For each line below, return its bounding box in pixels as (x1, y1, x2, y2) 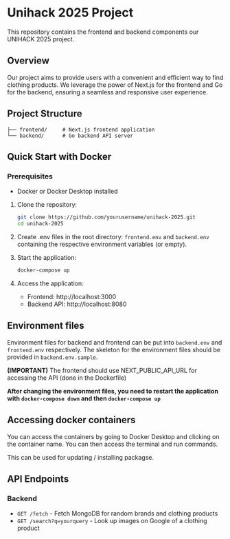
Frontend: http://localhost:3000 (27, 292, 117, 301)
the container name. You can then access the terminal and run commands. (7, 440, 218, 448)
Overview (7, 55, 50, 67)
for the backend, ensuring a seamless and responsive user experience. (7, 88, 208, 96)
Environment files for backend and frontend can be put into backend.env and (7, 338, 222, 346)
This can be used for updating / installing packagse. (7, 453, 154, 461)
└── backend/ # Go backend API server (7, 132, 134, 139)
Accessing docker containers (7, 414, 136, 426)
